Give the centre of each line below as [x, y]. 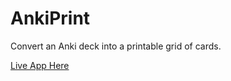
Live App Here [40, 65]
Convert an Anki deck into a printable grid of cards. [116, 46]
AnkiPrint [50, 18]
